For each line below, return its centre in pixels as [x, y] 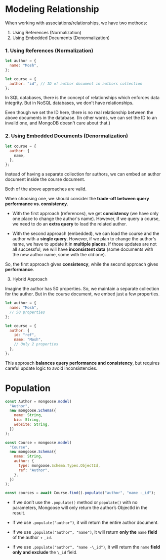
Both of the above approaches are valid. [46, 189]
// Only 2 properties [36, 344]
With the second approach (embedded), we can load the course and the [86, 233]
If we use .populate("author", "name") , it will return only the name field [85, 532]
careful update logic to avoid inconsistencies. [51, 368]
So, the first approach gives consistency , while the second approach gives [82, 264]
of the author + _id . [32, 537]
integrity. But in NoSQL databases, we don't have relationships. [69, 103]
